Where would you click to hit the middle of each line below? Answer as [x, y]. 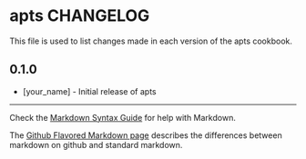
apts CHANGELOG [80, 16]
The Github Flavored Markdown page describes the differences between [146, 135]
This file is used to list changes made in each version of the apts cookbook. [151, 41]
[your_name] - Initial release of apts [89, 91]
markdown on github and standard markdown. [96, 144]
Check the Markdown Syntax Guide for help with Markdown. [123, 117]
